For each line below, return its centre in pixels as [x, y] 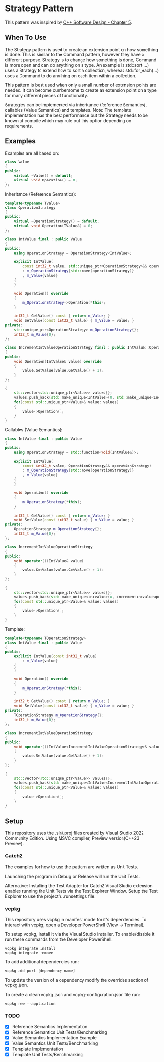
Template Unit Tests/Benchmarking [47, 1054]
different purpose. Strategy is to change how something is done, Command [81, 60]
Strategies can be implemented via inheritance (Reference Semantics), [76, 105]
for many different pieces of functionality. [47, 95]
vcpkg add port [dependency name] [40, 971]
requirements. [19, 126]
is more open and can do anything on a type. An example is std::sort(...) [77, 65]
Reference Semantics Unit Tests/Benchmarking [60, 1032]
